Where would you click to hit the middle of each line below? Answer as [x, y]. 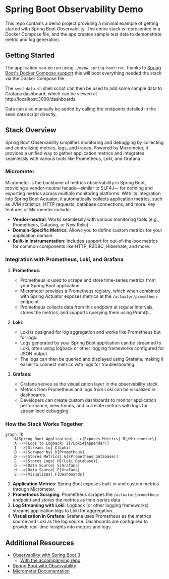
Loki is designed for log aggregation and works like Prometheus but [90, 332]
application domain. [33, 235]
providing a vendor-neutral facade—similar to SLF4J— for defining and [79, 188]
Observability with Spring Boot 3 [46, 555]
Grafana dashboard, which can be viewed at [51, 93]
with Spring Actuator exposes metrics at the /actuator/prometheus [89, 296]
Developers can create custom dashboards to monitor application [88, 400]
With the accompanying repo [50, 560]
